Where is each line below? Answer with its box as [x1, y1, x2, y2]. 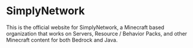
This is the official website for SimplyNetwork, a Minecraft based [6, 24, 164, 31]
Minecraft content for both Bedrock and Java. [6, 36, 118, 43]
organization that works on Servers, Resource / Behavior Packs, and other [6, 30, 188, 37]
